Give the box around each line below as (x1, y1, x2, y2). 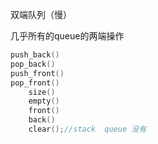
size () (28, 87, 56, 97)
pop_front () (10, 78, 60, 88)
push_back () (10, 50, 60, 60)
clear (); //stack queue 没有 (28, 124, 147, 134)
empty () (28, 96, 60, 107)
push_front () (10, 68, 65, 78)
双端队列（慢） (10, 9, 72, 20)
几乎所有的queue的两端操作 (10, 30, 125, 42)
